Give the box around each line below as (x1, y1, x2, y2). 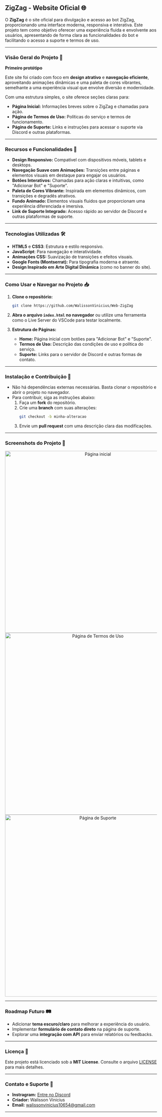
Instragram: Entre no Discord (12, 1092, 71, 1098)
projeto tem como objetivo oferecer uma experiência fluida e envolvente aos (5, 27, 157, 33)
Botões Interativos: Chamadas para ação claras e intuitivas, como (12, 178, 144, 183)
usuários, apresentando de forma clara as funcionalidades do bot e (5, 32, 138, 38)
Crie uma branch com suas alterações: (19, 405, 97, 411)
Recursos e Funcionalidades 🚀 (5, 146, 77, 153)
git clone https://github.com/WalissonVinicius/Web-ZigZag (12, 303, 134, 308)
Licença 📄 (5, 1048, 29, 1054)
